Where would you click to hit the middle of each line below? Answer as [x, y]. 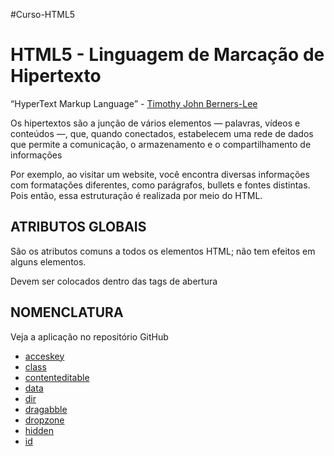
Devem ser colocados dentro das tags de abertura [114, 281]
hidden [39, 430]
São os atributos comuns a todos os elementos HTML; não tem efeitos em [163, 251]
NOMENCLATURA [67, 312]
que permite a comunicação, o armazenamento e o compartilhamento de [161, 144]
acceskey [44, 356]
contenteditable [57, 377]
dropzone [44, 420]
